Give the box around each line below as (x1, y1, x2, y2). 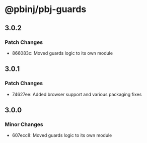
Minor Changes (5, 121, 43, 128)
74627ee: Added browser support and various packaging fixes (12, 91, 142, 97)
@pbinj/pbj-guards (5, 4, 87, 15)
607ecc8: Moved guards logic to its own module (12, 132, 112, 138)
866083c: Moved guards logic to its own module (12, 50, 113, 56)
